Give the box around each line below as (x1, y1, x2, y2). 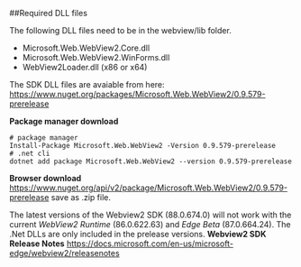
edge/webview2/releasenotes (9, 248, 120, 258)
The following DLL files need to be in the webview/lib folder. (9, 25, 232, 35)
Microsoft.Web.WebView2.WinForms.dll (22, 52, 170, 62)
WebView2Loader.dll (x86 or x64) (22, 62, 148, 72)
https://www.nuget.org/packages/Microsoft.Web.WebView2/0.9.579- (9, 89, 266, 99)
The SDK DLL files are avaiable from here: (9, 79, 165, 89)
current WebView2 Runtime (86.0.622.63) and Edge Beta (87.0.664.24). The (9, 219, 291, 229)
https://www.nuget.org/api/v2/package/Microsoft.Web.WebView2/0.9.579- (9, 182, 288, 193)
